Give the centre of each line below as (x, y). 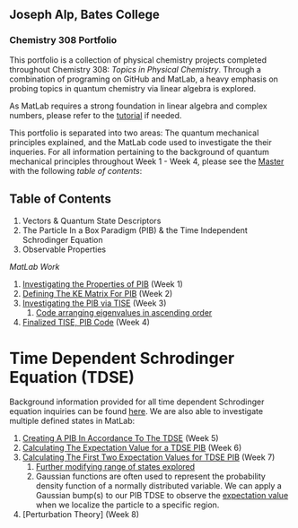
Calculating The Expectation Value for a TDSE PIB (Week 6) (132, 448)
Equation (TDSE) (72, 377)
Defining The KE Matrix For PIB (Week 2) (97, 293)
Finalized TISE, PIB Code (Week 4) (86, 322)
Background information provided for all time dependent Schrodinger (137, 402)
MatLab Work (35, 266)
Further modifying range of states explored (115, 467)
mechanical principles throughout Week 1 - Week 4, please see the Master (147, 161)
